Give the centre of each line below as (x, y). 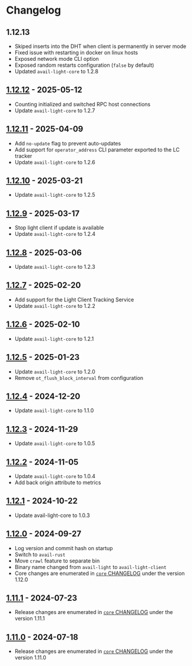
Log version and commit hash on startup (64, 548)
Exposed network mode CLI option (57, 59)
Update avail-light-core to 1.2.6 (55, 162)
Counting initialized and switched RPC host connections (82, 104)
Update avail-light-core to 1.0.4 (55, 476)
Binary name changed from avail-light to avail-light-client (90, 567)
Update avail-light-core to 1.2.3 (55, 267)
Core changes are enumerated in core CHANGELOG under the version (100, 573)
